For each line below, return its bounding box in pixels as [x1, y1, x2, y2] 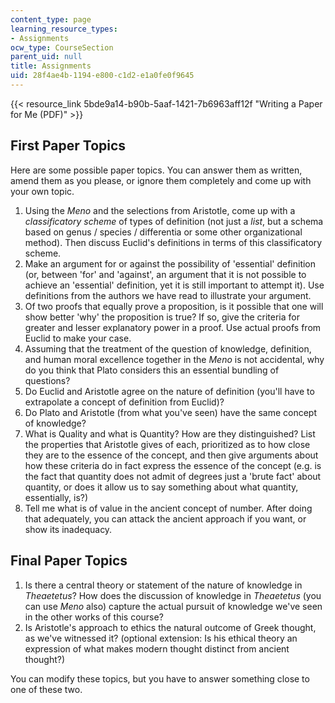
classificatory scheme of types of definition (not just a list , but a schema [24, 215, 324, 227]
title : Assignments [10, 61, 92, 71]
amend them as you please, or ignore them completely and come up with [10, 174, 312, 186]
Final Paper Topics [10, 552, 128, 570]
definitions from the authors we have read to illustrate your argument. [24, 289, 312, 301]
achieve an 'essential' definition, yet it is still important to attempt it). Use [24, 279, 325, 291]
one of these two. [10, 683, 83, 695]
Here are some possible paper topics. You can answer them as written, [10, 164, 303, 176]
